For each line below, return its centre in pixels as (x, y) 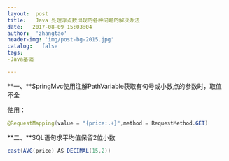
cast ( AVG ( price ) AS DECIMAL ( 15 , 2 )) (59, 150)
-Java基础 (20, 59)
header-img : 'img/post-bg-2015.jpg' (61, 40)
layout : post (28, 14)
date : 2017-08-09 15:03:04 (50, 27)
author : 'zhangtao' (37, 33)
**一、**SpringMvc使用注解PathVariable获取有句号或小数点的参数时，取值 (115, 86)
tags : (15, 53)
